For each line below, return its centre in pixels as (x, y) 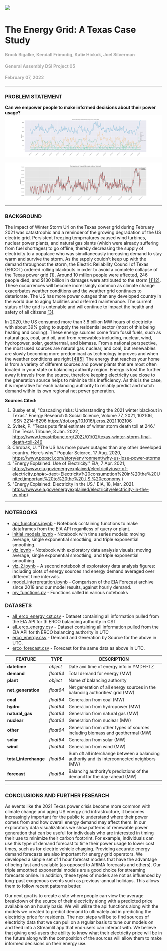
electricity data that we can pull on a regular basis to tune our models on (79, 922)
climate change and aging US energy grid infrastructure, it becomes (75, 812)
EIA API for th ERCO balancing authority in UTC (61, 632)
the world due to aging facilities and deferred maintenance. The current (78, 302)
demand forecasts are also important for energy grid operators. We (74, 854)
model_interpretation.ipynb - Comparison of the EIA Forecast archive (83, 582)
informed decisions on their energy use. (46, 944)
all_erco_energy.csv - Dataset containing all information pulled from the (85, 627)
